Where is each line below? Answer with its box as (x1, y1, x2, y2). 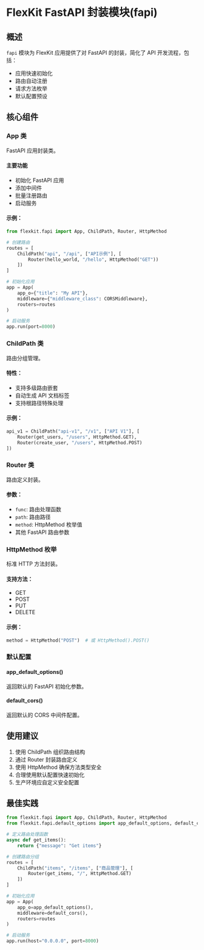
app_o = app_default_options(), (17, 904, 94, 910)
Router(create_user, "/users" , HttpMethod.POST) (17, 439, 143, 445)
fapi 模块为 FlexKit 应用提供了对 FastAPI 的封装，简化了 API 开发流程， (6, 49, 184, 56)
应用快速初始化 (15, 69, 53, 77)
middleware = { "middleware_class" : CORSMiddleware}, (17, 296, 148, 302)
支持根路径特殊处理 (15, 399, 64, 406)
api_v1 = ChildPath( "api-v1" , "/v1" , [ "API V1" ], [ (6, 428, 140, 434)
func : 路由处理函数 (15, 505, 62, 512)
